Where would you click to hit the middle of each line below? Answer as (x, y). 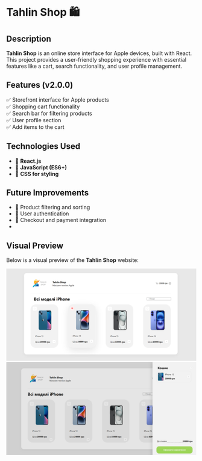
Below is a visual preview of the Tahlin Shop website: (72, 260)
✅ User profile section (34, 120)
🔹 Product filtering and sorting (52, 208)
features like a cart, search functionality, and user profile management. (94, 66)
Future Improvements (48, 193)
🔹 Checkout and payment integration (61, 220)
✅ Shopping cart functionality (43, 106)
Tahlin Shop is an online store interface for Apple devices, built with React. (99, 53)
